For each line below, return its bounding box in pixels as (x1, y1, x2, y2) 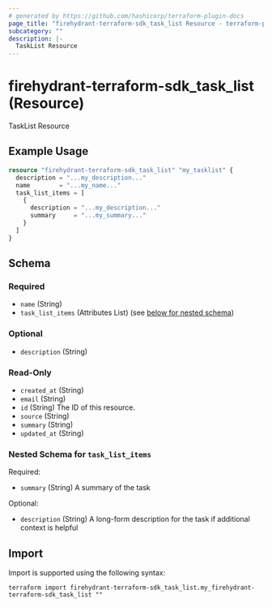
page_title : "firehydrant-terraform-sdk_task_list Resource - (8, 19, 223, 28)
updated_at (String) (19, 428, 84, 438)
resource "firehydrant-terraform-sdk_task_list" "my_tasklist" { (8, 166, 233, 174)
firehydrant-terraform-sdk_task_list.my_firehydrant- (70, 583, 255, 592)
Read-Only (8, 367, 53, 378)
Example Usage (8, 144, 89, 158)
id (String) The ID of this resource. (19, 403, 136, 412)
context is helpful (19, 523, 79, 532)
